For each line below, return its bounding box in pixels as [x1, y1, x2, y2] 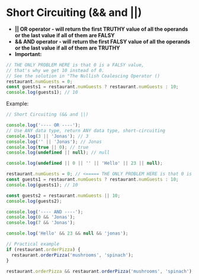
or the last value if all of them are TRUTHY [14, 44, 120, 51]
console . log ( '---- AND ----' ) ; [6, 209, 84, 215]
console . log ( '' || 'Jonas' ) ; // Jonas [6, 139, 102, 145]
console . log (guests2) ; [6, 198, 62, 204]
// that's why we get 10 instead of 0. [6, 67, 105, 73]
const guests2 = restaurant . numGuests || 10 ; [6, 193, 120, 198]
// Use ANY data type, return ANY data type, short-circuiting [6, 128, 166, 134]
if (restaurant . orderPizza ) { [6, 246, 81, 252]
